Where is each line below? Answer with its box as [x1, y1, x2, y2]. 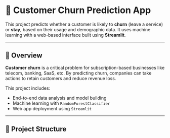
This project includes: [5, 85, 51, 91]
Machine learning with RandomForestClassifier [12, 100, 110, 106]
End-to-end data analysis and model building [12, 95, 107, 101]
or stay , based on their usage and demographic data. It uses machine [5, 26, 151, 32]
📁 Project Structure [5, 125, 67, 133]
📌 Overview [5, 51, 42, 60]
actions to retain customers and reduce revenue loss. [5, 75, 116, 81]
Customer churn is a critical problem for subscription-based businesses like [5, 64, 165, 71]
